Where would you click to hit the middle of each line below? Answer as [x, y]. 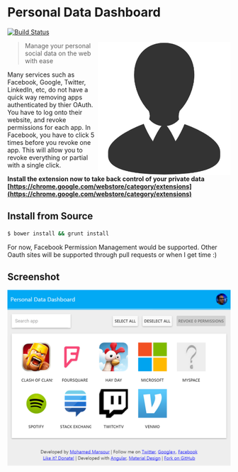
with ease [39, 60]
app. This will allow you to [45, 150]
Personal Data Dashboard [84, 12]
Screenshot [34, 277]
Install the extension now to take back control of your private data [106, 179]
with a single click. [34, 165]
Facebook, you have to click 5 [51, 135]
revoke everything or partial [48, 158]
